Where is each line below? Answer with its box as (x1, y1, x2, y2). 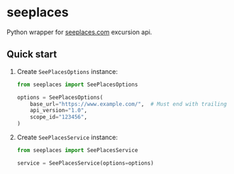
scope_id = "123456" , (30, 114, 88, 121)
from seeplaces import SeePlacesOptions (16, 81, 138, 88)
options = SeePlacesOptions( (16, 94, 104, 101)
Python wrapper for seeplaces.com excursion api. (6, 28, 152, 36)
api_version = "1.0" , (30, 107, 88, 114)
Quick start (6, 48, 57, 60)
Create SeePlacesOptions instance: (16, 67, 118, 75)
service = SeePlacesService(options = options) (16, 159, 154, 167)
